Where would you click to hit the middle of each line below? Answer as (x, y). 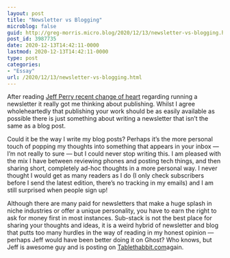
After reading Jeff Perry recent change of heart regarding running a (102, 97)
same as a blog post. (37, 126)
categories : (24, 64)
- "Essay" (21, 71)
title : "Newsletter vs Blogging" (55, 20)
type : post (23, 58)
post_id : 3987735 (32, 39)
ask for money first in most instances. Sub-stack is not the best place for (110, 218)
